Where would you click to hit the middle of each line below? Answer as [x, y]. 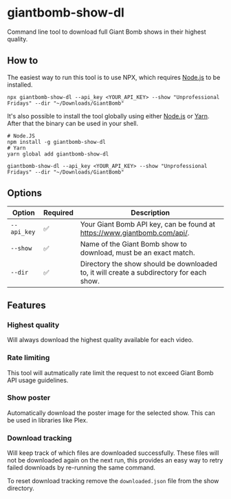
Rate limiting [29, 358]
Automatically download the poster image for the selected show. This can [111, 413]
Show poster [29, 398]
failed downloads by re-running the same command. [81, 468]
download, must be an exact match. [137, 253]
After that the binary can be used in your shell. [73, 123]
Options [25, 193]
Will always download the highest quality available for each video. [100, 340]
